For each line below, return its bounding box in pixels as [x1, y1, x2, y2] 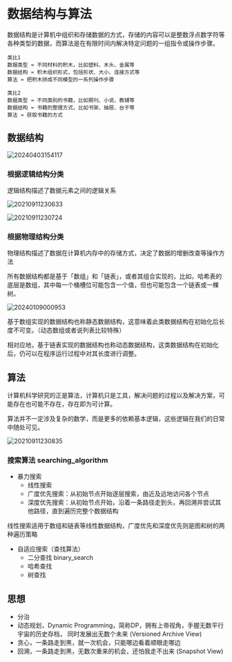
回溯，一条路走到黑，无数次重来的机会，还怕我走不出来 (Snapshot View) [17, 647, 224, 656]
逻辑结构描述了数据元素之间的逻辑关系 [7, 186, 116, 195]
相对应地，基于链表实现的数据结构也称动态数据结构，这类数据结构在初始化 [7, 341, 219, 349]
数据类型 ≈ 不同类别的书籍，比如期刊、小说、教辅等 [7, 97, 135, 104]
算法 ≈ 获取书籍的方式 [7, 111, 64, 118]
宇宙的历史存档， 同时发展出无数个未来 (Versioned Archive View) [17, 630, 202, 639]
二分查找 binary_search [27, 554, 94, 562]
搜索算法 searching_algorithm [7, 456, 108, 465]
